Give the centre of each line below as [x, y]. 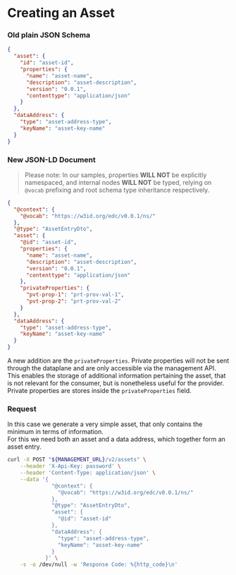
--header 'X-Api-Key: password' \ [70, 466]
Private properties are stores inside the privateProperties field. [99, 391]
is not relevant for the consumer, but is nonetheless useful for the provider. [116, 383]
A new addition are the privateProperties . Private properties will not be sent [118, 361]
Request [22, 408]
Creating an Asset [61, 13]
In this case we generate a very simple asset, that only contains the [105, 424]
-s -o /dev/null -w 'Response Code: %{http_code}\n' [99, 565]
